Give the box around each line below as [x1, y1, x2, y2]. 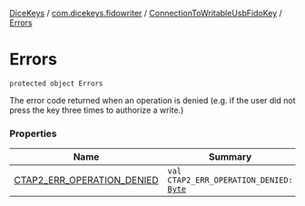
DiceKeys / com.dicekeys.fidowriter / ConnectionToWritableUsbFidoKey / [9, 8, 283, 18]
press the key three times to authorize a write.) [9, 104, 184, 115]
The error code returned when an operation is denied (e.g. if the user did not [9, 94, 296, 105]
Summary [208, 151, 252, 163]
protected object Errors [9, 79, 103, 88]
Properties [9, 127, 57, 140]
